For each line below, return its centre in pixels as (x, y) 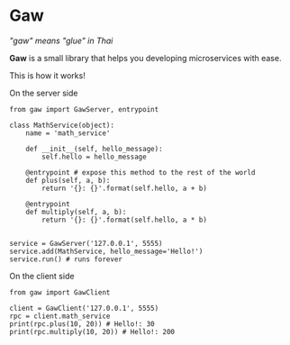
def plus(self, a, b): (68, 180)
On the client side (42, 276)
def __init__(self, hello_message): (95, 149)
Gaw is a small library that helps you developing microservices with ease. (145, 58)
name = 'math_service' (68, 133)
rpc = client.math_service (60, 316)
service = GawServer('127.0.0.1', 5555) (86, 243)
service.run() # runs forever (66, 259)
